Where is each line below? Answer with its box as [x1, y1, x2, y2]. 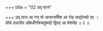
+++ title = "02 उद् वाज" [5, 4, 52, 10]
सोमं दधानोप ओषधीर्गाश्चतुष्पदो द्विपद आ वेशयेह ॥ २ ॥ [5, 20, 89, 25]
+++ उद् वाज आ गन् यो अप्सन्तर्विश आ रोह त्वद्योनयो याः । [5, 14, 99, 20]
